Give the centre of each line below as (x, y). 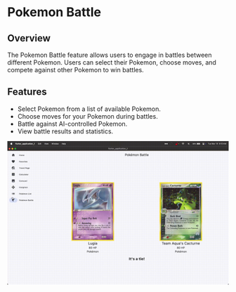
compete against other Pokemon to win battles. (76, 70)
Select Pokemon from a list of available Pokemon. (89, 109)
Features (27, 92)
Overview (29, 38)
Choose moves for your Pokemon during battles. (87, 116)
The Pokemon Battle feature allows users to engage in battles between (110, 55)
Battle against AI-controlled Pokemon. (72, 124)
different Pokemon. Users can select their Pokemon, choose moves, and (112, 62)
